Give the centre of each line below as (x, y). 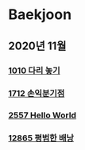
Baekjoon (40, 15)
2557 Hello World (42, 115)
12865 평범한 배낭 (41, 138)
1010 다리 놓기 (35, 71)
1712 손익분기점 (37, 94)
